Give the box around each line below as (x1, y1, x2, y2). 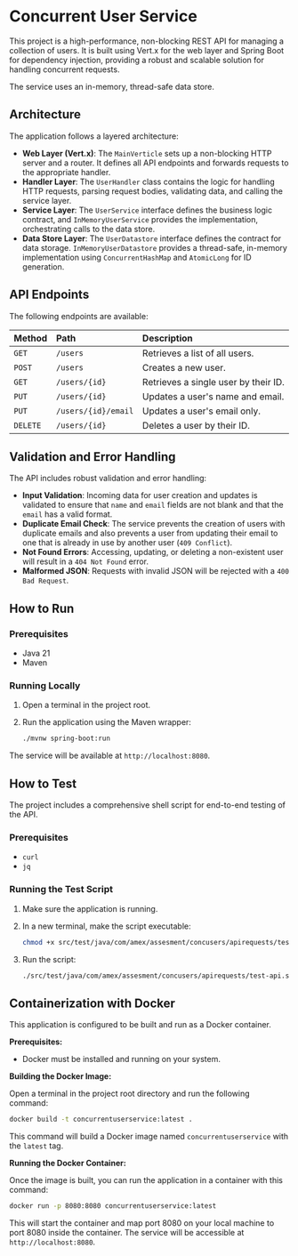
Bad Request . (21, 576, 69, 586)
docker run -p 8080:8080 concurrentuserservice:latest (9, 1202, 217, 1211)
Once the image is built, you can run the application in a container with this (9, 1175, 283, 1186)
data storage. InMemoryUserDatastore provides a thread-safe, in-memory (21, 242, 287, 253)
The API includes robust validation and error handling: (9, 473, 207, 484)
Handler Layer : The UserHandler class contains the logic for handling (21, 176, 275, 187)
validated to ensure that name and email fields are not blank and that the (21, 500, 284, 511)
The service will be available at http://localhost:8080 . (9, 750, 211, 761)
